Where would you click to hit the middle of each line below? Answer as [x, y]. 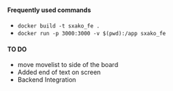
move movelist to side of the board [68, 65]
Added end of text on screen [59, 72]
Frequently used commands [49, 10]
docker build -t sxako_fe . [58, 26]
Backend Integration [47, 80]
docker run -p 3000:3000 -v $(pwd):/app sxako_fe [92, 34]
